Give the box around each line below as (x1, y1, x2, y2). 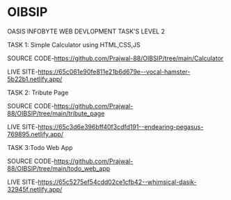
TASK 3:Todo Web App (7, 143, 73, 151)
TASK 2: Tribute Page (7, 88, 69, 97)
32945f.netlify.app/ (7, 185, 63, 193)
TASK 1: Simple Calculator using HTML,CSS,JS (7, 40, 141, 49)
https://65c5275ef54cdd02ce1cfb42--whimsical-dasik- (38, 178, 197, 186)
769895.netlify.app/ (7, 130, 64, 138)
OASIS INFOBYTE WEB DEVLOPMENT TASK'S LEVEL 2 (7, 27, 166, 35)
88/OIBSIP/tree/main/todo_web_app (7, 164, 111, 172)
